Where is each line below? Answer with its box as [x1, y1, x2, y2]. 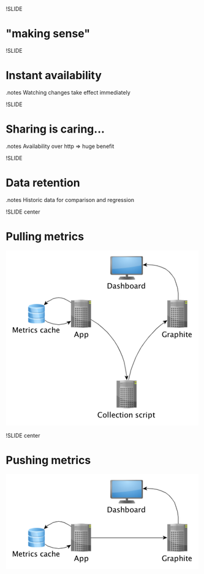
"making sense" [6, 27, 90, 41]
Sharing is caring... [6, 122, 105, 136]
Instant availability [6, 69, 102, 82]
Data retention [6, 176, 80, 190]
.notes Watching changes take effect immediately [6, 88, 131, 96]
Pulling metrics [6, 230, 84, 243]
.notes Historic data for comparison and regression [6, 196, 135, 203]
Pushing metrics [6, 454, 91, 467]
